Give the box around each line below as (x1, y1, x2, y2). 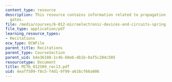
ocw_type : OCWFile (5, 41, 45, 46)
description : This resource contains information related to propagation (5, 12, 166, 17)
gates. (10, 17, 24, 22)
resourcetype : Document (5, 60, 56, 65)
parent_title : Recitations (5, 45, 63, 50)
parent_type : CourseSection (5, 50, 66, 55)
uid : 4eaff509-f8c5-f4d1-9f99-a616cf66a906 (5, 69, 100, 74)
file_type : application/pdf (5, 26, 66, 32)
